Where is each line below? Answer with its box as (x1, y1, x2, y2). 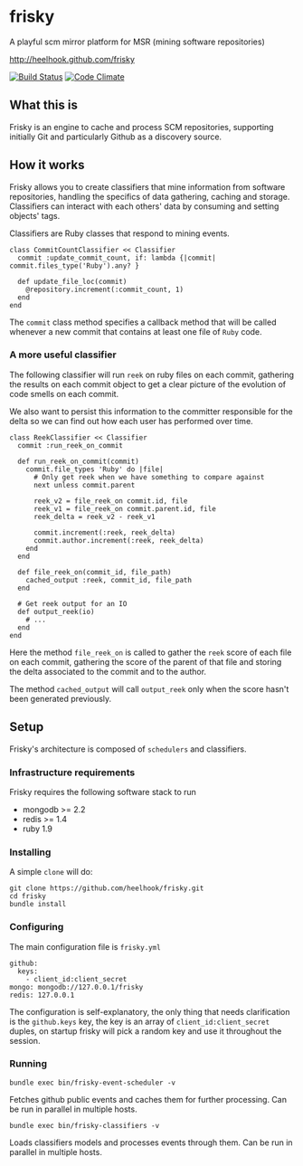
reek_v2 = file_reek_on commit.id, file (33, 496, 188, 506)
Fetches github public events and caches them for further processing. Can (9, 1094, 288, 1104)
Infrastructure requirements (9, 766, 136, 779)
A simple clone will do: (9, 867, 93, 877)
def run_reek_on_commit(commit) (17, 457, 140, 466)
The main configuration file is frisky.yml (9, 941, 161, 952)
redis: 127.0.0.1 (9, 991, 75, 1000)
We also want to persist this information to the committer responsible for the (9, 405, 293, 417)
